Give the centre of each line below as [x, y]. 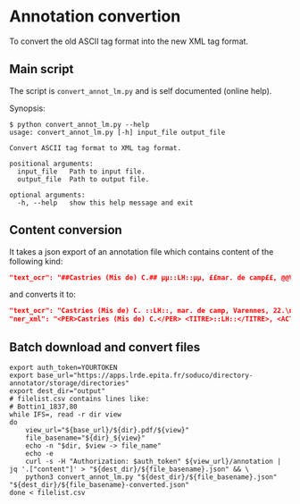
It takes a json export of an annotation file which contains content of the [142, 251]
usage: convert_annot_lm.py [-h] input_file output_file [117, 132]
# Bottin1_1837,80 [43, 407]
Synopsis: [28, 108]
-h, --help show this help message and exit [105, 203]
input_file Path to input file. [81, 172]
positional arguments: [51, 164]
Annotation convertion [95, 17]
